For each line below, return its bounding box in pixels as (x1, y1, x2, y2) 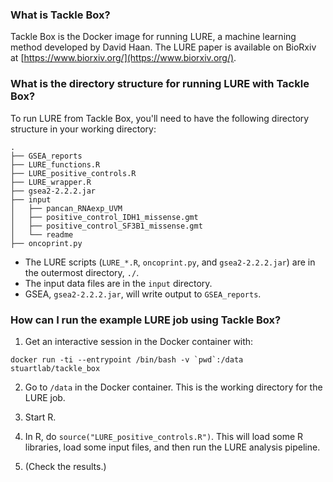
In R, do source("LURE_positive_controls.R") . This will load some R (24, 430, 304, 442)
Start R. (24, 411, 57, 423)
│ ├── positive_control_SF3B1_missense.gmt (10, 221, 203, 231)
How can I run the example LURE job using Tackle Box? (10, 313, 282, 327)
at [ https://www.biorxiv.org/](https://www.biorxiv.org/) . (10, 52, 237, 64)
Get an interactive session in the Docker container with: (24, 335, 254, 347)
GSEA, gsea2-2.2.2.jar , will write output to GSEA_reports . (24, 288, 262, 300)
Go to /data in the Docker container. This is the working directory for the (24, 381, 323, 393)
